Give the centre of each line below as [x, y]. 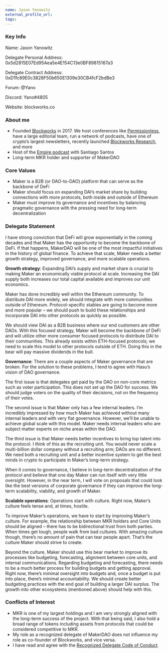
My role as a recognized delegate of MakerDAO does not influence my [85, 634]
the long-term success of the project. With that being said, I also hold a [86, 618]
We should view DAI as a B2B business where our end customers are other [82, 325]
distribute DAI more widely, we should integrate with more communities [79, 299]
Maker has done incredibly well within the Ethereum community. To [74, 294]
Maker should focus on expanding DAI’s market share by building [79, 192]
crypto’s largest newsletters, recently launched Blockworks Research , [85, 141]
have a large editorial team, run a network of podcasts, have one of [82, 136]
